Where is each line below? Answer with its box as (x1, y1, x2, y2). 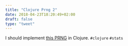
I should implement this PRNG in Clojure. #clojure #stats (5, 35, 123, 41)
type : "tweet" (5, 21, 35, 26)
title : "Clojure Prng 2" (5, 7, 57, 12)
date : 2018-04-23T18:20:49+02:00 (5, 12, 76, 17)
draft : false (5, 16, 33, 21)
